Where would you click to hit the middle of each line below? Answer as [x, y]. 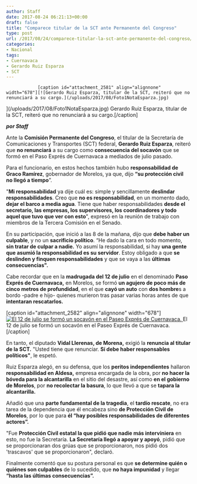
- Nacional [19, 50]
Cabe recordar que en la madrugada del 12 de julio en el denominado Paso [97, 277]
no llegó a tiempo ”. [29, 180]
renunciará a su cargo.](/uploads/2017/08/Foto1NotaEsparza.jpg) [87, 98]
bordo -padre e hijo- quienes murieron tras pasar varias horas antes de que [97, 295]
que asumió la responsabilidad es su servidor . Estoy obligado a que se [93, 253]
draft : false [22, 22]
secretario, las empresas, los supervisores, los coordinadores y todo [91, 210]
